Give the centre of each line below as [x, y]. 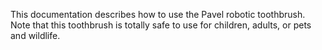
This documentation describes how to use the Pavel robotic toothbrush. [158, 14]
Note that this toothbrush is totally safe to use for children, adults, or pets [161, 25]
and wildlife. [35, 35]
